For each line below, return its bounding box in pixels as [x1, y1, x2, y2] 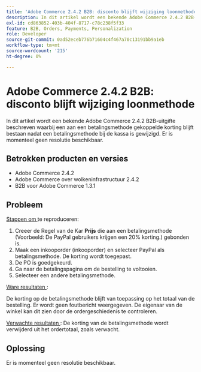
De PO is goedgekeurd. [14, 259, 73, 266]
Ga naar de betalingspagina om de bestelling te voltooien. [14, 265, 157, 273]
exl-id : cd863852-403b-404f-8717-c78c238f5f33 [6, 20, 124, 26]
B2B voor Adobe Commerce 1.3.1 [14, 182, 96, 190]
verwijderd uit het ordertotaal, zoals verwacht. [6, 326, 120, 333]
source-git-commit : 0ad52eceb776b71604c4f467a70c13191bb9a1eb [6, 37, 165, 43]
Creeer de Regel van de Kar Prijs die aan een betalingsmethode [14, 227, 172, 235]
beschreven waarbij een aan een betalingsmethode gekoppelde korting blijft [6, 124, 194, 131]
